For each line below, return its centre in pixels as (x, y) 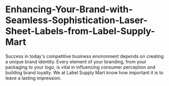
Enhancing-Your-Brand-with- (69, 9)
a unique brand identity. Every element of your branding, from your (76, 61)
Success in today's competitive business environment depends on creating (84, 56)
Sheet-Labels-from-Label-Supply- (80, 31)
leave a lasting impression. (33, 78)
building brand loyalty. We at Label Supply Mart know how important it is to (84, 72)
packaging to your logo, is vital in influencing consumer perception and (80, 67)
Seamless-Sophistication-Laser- (76, 20)
